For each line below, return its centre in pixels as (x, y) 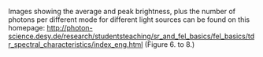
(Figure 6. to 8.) (170, 45)
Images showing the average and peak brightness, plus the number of (122, 11)
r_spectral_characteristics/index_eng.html (76, 45)
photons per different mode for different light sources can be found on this (129, 20)
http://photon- (70, 28)
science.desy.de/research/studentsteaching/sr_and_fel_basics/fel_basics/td (131, 36)
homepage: (27, 28)
